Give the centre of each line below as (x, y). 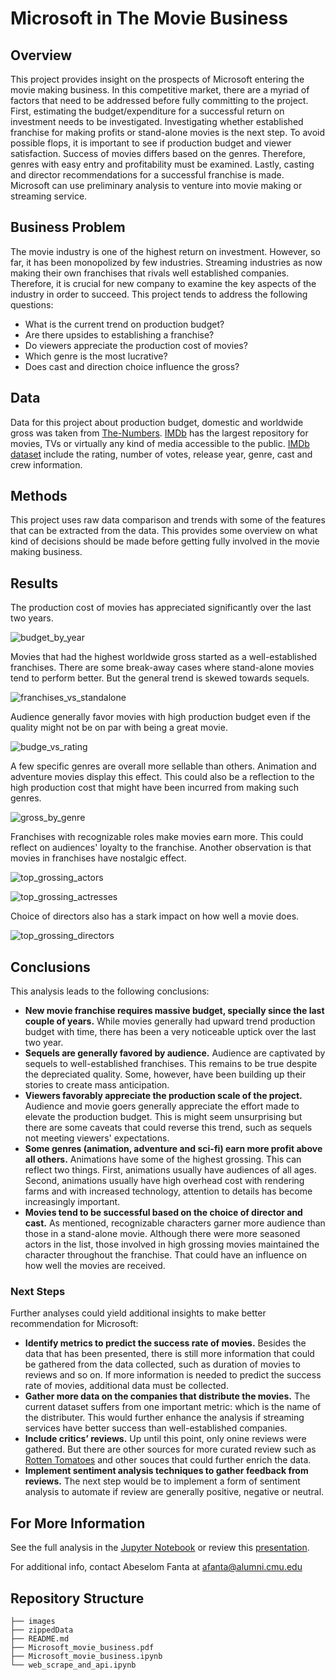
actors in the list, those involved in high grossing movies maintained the (172, 1244)
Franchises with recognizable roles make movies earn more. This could (157, 837)
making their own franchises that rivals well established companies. (150, 273)
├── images (33, 1621)
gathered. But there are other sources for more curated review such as (170, 1449)
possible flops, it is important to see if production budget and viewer (151, 143)
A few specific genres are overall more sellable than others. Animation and (163, 766)
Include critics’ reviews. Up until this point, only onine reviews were (165, 1439)
